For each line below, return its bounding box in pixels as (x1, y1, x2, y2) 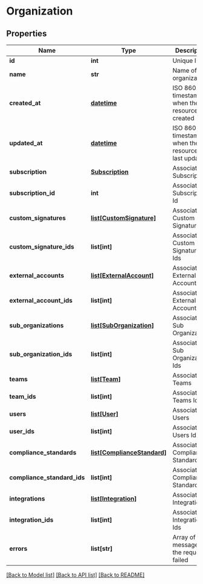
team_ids (9, 392, 36, 401)
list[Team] (90, 375, 121, 383)
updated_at (9, 139, 43, 147)
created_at (9, 99, 41, 107)
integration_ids (9, 516, 54, 524)
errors (9, 545, 28, 553)
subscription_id (9, 189, 56, 197)
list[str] (90, 545, 113, 553)
